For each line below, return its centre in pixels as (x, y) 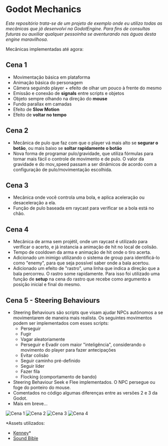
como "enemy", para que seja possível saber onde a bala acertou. (81, 263)
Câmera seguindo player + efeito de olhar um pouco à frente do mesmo (87, 88)
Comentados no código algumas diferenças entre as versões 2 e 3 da (85, 393)
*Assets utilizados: (25, 423)
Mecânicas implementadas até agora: (45, 49)
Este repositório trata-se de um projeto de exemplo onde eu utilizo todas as (84, 23)
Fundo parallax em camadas (42, 104)
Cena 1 (16, 65)
